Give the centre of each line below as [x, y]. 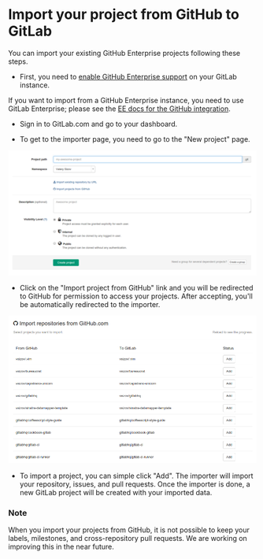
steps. [18, 61]
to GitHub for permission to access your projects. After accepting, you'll [136, 296]
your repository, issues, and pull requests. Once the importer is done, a [135, 484]
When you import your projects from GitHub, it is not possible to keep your [129, 530]
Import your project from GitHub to [124, 15]
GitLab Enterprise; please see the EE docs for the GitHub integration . [119, 109]
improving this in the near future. [61, 547]
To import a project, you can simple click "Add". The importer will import [136, 476]
